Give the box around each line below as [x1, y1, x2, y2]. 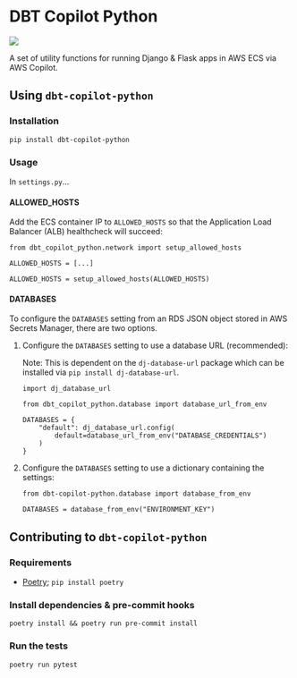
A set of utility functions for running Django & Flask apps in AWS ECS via [9, 52, 277, 64]
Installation [9, 114, 60, 127]
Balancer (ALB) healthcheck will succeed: [9, 226, 163, 237]
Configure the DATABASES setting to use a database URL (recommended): [21, 340, 289, 351]
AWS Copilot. [9, 62, 58, 72]
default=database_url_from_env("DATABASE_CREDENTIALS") [55, 431, 267, 440]
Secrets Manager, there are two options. [9, 323, 158, 334]
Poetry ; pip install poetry [21, 577, 124, 588]
